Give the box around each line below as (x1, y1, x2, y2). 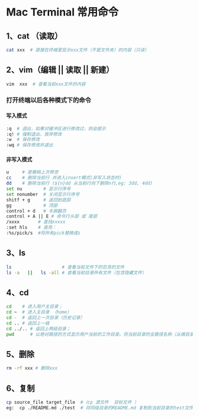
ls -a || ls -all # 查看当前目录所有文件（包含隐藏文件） (6, 270, 147, 276)
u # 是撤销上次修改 (6, 169, 59, 175)
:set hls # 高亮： (6, 225, 57, 230)
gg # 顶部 (6, 203, 58, 208)
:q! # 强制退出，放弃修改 (6, 131, 62, 137)
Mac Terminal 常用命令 (6, 5, 119, 19)
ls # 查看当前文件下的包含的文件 (6, 264, 125, 270)
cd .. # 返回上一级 (6, 320, 50, 326)
